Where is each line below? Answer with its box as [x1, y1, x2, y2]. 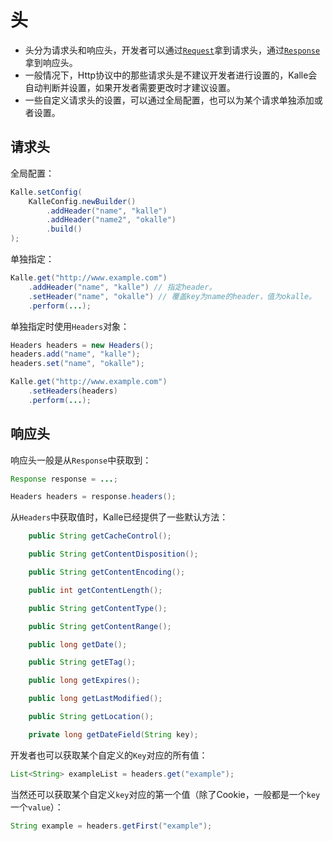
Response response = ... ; [10, 474, 118, 484]
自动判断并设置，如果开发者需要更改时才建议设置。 [24, 81, 236, 93]
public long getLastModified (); [28, 694, 163, 704]
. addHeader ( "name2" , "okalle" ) [46, 215, 177, 225]
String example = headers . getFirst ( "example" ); [10, 821, 213, 831]
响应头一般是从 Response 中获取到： [10, 454, 152, 466]
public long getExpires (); [28, 676, 141, 686]
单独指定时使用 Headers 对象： [10, 320, 130, 332]
